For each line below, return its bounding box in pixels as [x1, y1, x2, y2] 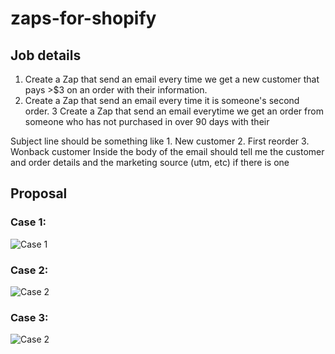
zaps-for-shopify [10, 7, 157, 30]
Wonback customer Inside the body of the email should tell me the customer [10, 146, 325, 157]
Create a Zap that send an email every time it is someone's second [24, 95, 300, 106]
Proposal [10, 185, 68, 202]
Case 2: [10, 263, 49, 277]
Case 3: [10, 310, 49, 324]
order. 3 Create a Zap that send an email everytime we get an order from [24, 105, 324, 117]
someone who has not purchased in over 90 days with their [24, 116, 270, 127]
